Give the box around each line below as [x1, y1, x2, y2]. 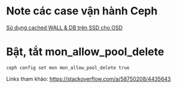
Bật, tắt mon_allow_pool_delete [6, 45, 164, 59]
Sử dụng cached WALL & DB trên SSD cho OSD [6, 24, 123, 31]
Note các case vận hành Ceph [6, 4, 158, 18]
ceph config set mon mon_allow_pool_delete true [6, 65, 130, 71]
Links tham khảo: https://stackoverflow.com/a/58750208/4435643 [6, 75, 172, 82]
